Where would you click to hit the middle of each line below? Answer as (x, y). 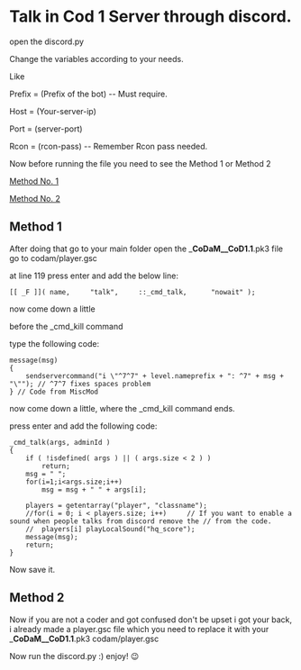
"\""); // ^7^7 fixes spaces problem (80, 384)
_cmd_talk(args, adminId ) (60, 442)
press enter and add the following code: (83, 426)
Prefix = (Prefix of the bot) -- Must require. (89, 94)
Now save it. (32, 569)
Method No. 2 (35, 198)
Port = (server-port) (46, 129)
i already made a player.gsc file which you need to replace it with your (139, 629)
